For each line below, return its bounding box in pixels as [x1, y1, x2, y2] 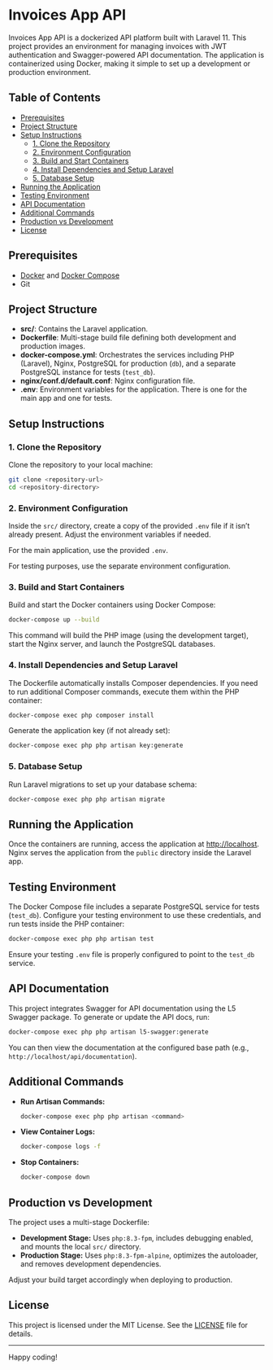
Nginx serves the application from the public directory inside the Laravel [8, 848, 252, 858]
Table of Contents [8, 91, 102, 105]
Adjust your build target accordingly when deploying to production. [8, 1275, 233, 1284]
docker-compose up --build [8, 616, 100, 624]
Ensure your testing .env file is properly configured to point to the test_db [8, 950, 255, 959]
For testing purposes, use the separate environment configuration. [8, 561, 232, 571]
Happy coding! [8, 1352, 58, 1362]
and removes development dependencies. [19, 1258, 162, 1268]
